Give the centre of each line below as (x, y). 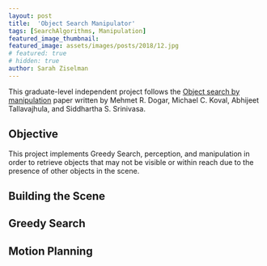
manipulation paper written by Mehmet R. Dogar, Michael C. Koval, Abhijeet (134, 100)
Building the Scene (57, 196)
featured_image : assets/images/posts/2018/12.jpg (94, 46)
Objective (34, 134)
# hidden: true (34, 61)
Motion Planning (51, 251)
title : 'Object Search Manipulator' (72, 23)
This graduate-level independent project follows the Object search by (124, 91)
